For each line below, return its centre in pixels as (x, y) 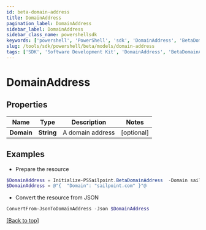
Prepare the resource (42, 169)
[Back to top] (23, 221)
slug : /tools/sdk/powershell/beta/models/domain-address (81, 47)
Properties (27, 105)
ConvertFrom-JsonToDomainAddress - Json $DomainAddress (78, 209)
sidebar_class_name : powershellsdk (52, 35)
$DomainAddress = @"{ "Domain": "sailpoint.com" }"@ (77, 186)
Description (89, 122)
